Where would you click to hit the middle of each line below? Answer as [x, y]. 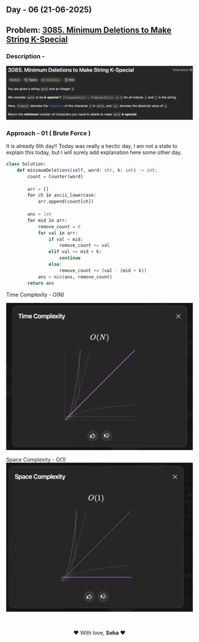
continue [70, 258]
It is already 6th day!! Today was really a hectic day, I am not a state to [92, 146]
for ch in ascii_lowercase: [62, 196]
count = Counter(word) [55, 177]
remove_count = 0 [59, 226]
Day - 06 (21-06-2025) [49, 10]
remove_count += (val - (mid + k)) [103, 270]
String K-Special [37, 39]
